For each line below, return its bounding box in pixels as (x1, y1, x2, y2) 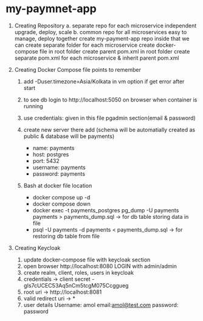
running (23, 102, 43, 109)
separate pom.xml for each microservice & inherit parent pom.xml (14, 54, 179, 61)
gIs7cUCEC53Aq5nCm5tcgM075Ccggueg (23, 281, 129, 289)
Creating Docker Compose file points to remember (14, 66, 141, 73)
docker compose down (32, 200, 91, 207)
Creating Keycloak (14, 244, 61, 251)
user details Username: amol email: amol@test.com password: (23, 301, 179, 308)
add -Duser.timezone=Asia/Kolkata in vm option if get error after (23, 78, 185, 85)
